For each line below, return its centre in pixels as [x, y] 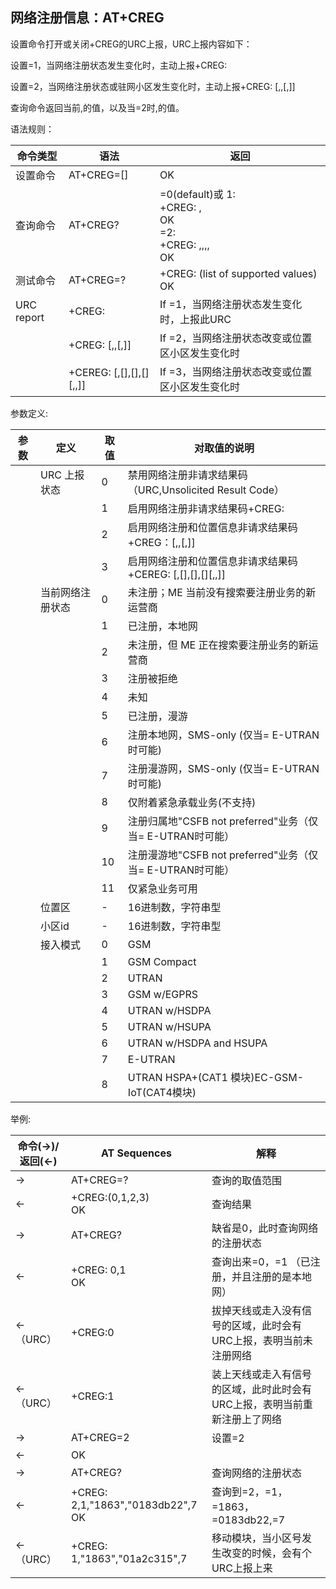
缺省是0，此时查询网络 [265, 1228]
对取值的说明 [224, 448]
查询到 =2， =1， [249, 1491]
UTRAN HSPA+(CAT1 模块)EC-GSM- [216, 1077]
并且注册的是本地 [271, 1276]
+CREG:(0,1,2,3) [110, 1197]
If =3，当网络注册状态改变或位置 [236, 371]
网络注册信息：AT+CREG [87, 18]
